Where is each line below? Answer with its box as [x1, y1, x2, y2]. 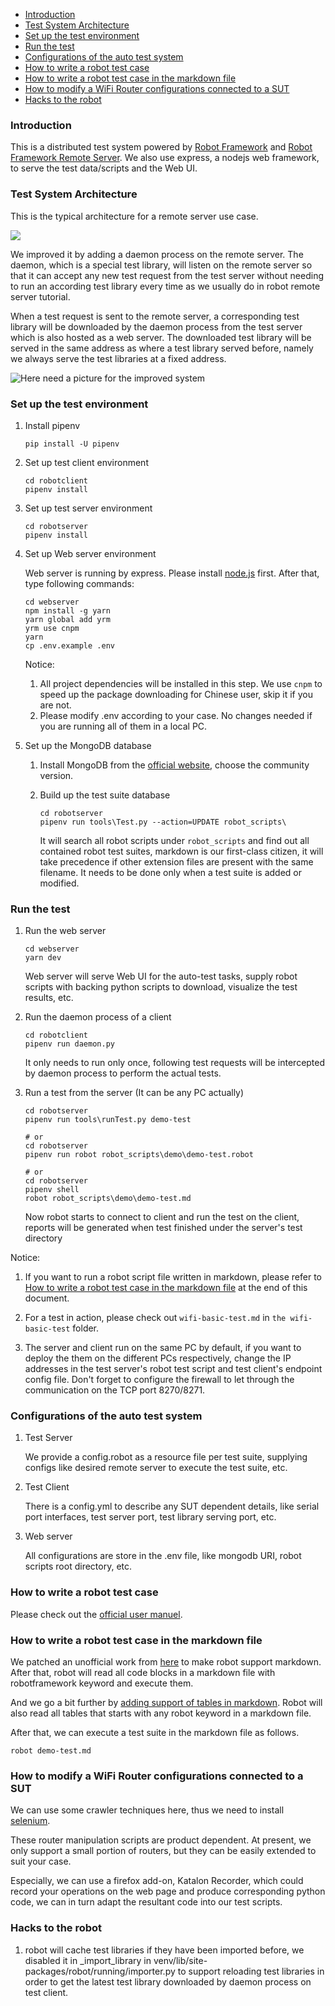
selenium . [10, 1815, 51, 1827]
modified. [39, 877, 80, 889]
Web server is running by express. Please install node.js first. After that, [24, 567, 320, 579]
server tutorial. [10, 290, 71, 303]
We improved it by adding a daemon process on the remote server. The [10, 248, 304, 260]
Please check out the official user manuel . [10, 1608, 183, 1620]
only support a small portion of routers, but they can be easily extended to [10, 1845, 317, 1857]
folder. [72, 1322, 100, 1334]
